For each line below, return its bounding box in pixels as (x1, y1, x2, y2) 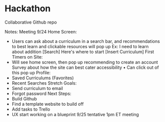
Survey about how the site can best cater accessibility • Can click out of (11, 64, 159, 70)
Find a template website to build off (11, 101, 84, 107)
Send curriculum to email (11, 85, 63, 91)
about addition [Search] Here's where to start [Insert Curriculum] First (11, 49, 154, 55)
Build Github (11, 95, 38, 101)
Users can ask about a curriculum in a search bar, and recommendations (11, 38, 160, 44)
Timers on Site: (11, 54, 43, 60)
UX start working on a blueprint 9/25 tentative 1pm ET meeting (11, 111, 139, 117)
